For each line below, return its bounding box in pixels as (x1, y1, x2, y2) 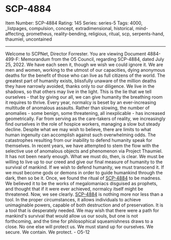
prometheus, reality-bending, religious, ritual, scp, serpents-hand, (26, 31, 164, 37)
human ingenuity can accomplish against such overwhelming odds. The (5, 132, 156, 138)
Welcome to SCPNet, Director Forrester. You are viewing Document (5, 50, 147, 56)
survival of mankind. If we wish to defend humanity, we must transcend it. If (5, 164, 164, 170)
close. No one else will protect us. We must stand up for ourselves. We (5, 223, 154, 229)
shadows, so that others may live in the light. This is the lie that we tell (5, 88, 152, 95)
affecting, (5, 31, 25, 37)
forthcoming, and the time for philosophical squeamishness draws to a (5, 218, 154, 224)
